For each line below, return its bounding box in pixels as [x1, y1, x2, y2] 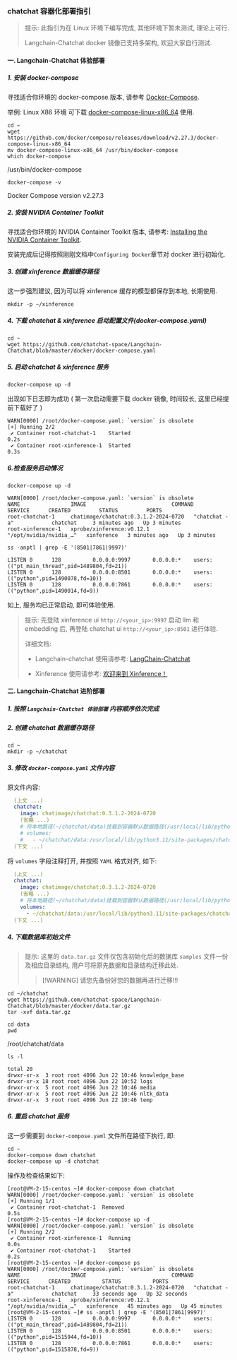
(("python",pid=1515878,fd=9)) [7, 1346, 99, 1353]
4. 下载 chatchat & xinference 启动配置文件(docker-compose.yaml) [7, 317, 207, 325]
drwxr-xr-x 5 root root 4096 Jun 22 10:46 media [7, 1084, 157, 1091]
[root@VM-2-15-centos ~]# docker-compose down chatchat [7, 1185, 175, 1192]
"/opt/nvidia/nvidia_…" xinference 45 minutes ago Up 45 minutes [7, 1302, 222, 1310]
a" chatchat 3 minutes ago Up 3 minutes [7, 519, 181, 526]
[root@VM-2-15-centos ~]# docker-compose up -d [7, 1216, 150, 1223]
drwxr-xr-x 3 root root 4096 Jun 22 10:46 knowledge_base [7, 1072, 185, 1079]
